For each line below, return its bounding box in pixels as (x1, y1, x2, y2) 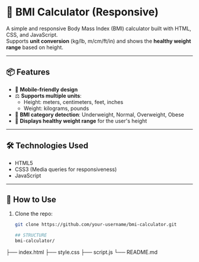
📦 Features (6, 67, 50, 77)
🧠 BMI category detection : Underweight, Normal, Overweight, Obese (14, 111, 185, 118)
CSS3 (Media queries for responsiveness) (14, 166, 117, 173)
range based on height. (6, 44, 64, 51)
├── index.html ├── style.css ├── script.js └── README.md (6, 248, 158, 255)
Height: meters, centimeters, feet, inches (23, 98, 123, 105)
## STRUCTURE (14, 232, 47, 238)
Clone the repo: (14, 210, 53, 218)
